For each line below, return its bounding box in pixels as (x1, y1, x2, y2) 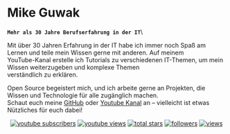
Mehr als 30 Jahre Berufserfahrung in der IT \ (7, 28, 143, 36)
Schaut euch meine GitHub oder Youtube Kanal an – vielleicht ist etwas (7, 98, 210, 106)
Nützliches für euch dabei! (7, 106, 83, 114)
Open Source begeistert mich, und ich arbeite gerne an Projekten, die (7, 84, 206, 92)
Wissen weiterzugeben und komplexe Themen (7, 63, 140, 71)
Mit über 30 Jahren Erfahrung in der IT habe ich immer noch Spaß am (7, 41, 206, 49)
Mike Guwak (7, 5, 80, 21)
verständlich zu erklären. (7, 70, 78, 79)
